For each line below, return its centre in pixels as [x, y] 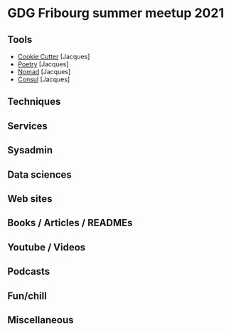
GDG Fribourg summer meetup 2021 [116, 13]
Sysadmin [30, 150]
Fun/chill [27, 296]
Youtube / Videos [47, 247]
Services [28, 126]
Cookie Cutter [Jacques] [54, 56]
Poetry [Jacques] [43, 64]
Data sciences [40, 174]
